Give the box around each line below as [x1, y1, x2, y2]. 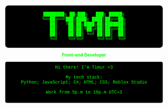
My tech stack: [65, 75, 102, 80]
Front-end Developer [61, 52, 106, 58]
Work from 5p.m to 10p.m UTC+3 [45, 90, 122, 95]
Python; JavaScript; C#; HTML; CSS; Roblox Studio [20, 80, 147, 85]
